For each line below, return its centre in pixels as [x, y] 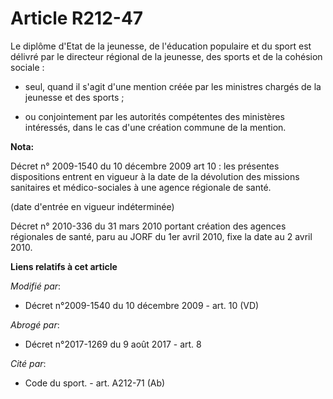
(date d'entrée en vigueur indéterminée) [92, 206]
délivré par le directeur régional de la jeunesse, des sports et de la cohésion [166, 56]
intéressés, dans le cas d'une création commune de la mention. [155, 127]
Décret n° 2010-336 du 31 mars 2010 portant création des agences [148, 226]
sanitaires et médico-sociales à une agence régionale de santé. [141, 187]
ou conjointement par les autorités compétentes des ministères [154, 116]
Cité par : [28, 363]
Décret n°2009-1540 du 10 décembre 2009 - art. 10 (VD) [142, 305]
